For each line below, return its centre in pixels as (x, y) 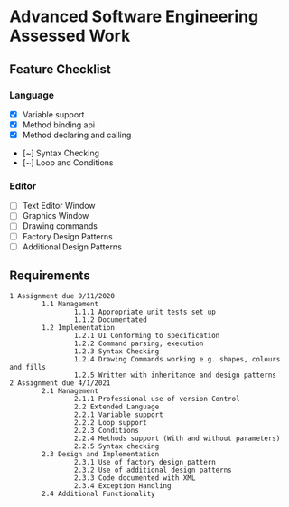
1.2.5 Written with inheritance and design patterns (175, 376)
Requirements (50, 276)
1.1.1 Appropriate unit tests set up (145, 312)
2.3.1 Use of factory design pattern (145, 463)
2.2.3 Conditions (107, 431)
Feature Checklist (60, 69)
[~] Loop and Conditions (68, 163)
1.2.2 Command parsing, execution (139, 344)
